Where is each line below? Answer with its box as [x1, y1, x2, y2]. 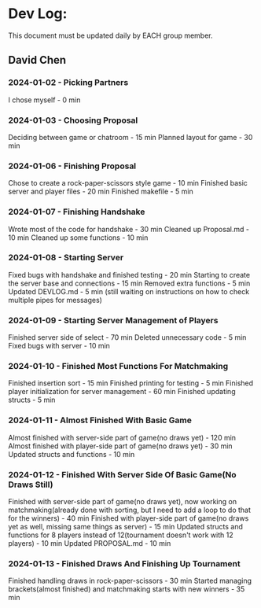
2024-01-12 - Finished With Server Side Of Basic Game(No [8, 469, 237, 480]
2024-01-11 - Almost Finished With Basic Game [8, 415, 193, 426]
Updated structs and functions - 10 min [8, 449, 135, 459]
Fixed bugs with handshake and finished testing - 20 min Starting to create [8, 270, 250, 279]
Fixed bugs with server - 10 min [8, 341, 110, 351]
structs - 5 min [8, 395, 56, 405]
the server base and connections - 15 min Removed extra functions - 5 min [8, 278, 251, 288]
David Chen [8, 53, 67, 67]
